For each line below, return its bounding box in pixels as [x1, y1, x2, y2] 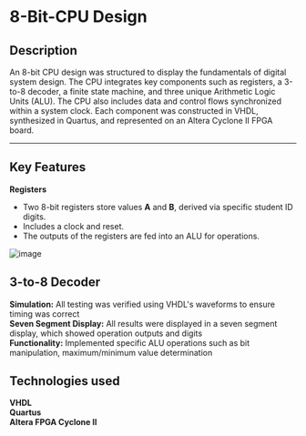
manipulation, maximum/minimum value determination [9, 347, 213, 358]
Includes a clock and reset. [22, 220, 125, 231]
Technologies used [9, 373, 120, 389]
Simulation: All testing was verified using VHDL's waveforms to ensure [9, 299, 276, 309]
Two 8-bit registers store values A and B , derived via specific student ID [22, 201, 293, 212]
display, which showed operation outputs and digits [9, 328, 203, 339]
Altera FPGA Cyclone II [9, 417, 97, 428]
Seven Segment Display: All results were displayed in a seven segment [9, 318, 278, 329]
